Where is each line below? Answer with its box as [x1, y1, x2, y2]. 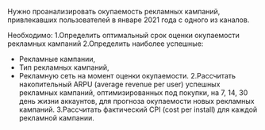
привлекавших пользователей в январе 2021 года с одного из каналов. [7, 15, 250, 25]
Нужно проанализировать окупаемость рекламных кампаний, [7, 7, 221, 16]
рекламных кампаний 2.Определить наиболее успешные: [7, 39, 204, 48]
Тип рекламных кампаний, [18, 63, 109, 72]
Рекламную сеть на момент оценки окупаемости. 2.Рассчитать [18, 71, 236, 80]
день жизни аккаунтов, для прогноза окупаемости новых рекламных [18, 97, 255, 105]
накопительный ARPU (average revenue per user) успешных [18, 79, 221, 89]
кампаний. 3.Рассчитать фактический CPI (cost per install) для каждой [18, 105, 258, 114]
